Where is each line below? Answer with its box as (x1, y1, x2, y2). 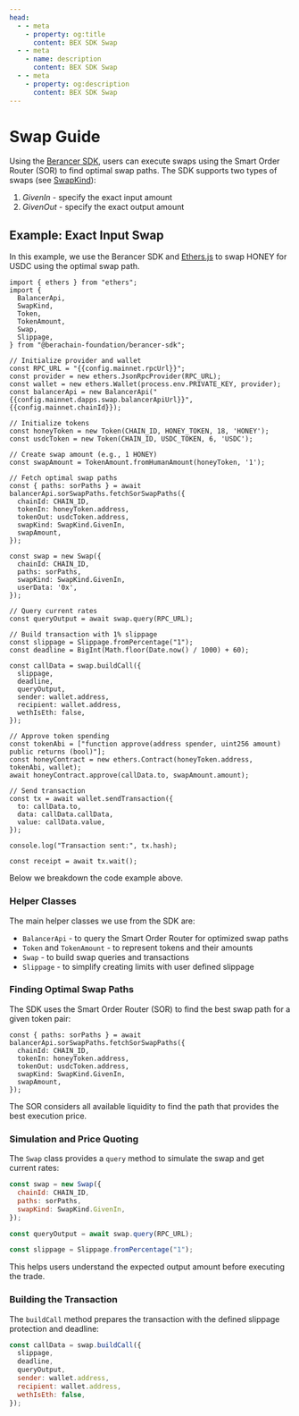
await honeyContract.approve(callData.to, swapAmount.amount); (9, 771, 250, 780)
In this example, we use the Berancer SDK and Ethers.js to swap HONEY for (9, 251, 287, 262)
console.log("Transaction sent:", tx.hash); (9, 841, 178, 850)
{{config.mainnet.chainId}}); (9, 403, 122, 412)
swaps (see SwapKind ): (9, 175, 96, 186)
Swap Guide (9, 126, 101, 147)
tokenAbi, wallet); (9, 763, 82, 772)
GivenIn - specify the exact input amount (21, 192, 172, 203)
